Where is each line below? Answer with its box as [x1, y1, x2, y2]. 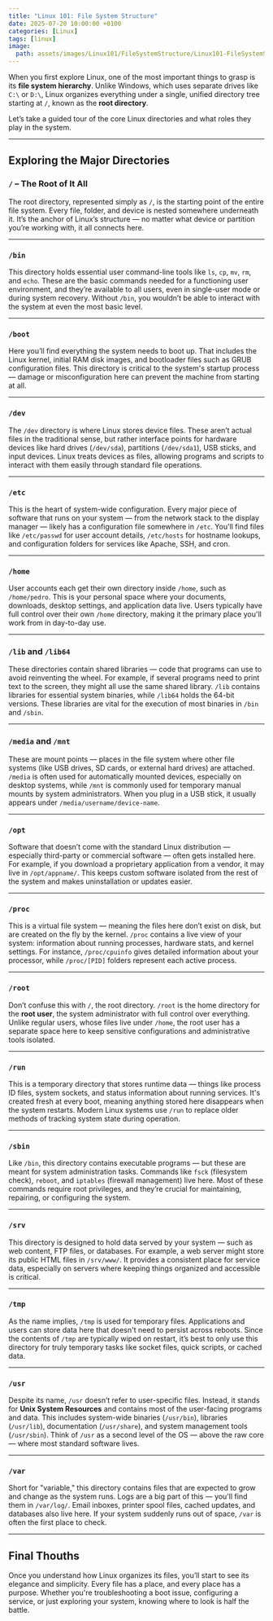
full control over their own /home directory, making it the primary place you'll [8, 609, 262, 619]
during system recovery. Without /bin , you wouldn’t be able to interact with [8, 292, 260, 302]
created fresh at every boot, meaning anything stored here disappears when [8, 1096, 264, 1106]
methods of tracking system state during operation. [8, 1114, 180, 1123]
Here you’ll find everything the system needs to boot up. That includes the [8, 346, 258, 356]
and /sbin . [8, 708, 44, 718]
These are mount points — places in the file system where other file [8, 754, 236, 764]
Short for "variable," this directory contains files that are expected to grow [8, 1483, 256, 1493]
